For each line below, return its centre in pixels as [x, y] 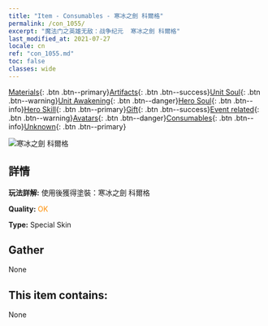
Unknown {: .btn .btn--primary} [75, 126]
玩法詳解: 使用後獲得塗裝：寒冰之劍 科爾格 [79, 193]
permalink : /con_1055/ [47, 24]
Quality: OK [28, 209]
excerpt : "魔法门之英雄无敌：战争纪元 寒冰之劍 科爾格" [95, 31]
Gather [26, 250]
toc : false [27, 62]
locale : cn [27, 46]
